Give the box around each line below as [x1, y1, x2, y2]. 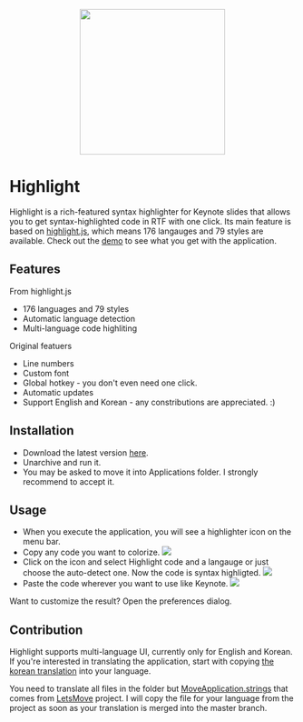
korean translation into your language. [9, 666, 151, 677]
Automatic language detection [22, 313, 136, 324]
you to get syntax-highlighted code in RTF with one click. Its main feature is [9, 216, 292, 226]
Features [9, 262, 61, 277]
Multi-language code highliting [22, 323, 138, 334]
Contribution [9, 622, 83, 637]
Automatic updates [22, 386, 93, 397]
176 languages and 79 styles [22, 303, 130, 314]
